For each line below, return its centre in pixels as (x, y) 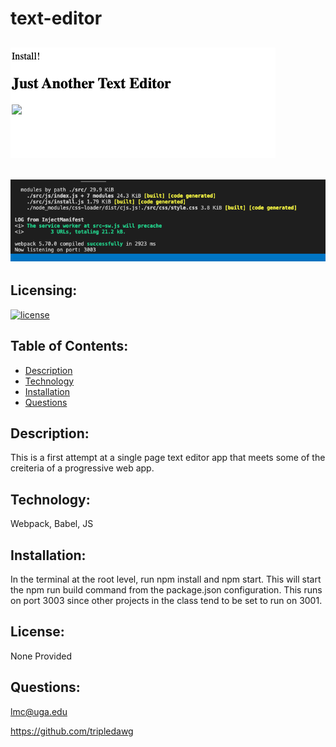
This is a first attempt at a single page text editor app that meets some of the (168, 458)
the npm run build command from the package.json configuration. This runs (166, 590)
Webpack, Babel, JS (52, 524)
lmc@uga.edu (39, 711)
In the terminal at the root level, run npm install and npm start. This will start (166, 579)
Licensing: (44, 290)
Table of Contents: (69, 346)
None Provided (41, 656)
